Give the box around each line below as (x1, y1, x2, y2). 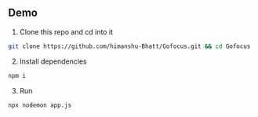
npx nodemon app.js (8, 101, 72, 109)
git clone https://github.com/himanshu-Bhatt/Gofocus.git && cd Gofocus (8, 42, 251, 50)
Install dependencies (19, 57, 88, 66)
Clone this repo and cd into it (19, 27, 114, 36)
